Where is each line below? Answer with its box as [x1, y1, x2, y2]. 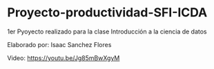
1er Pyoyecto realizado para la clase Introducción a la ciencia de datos [7, 27, 207, 36]
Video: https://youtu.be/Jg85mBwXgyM [7, 53, 120, 62]
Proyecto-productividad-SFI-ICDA [7, 5, 208, 20]
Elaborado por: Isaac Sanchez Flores [7, 40, 112, 49]
